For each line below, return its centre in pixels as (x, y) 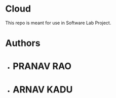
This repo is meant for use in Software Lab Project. (58, 23)
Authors (23, 43)
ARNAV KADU (43, 89)
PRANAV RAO (42, 66)
